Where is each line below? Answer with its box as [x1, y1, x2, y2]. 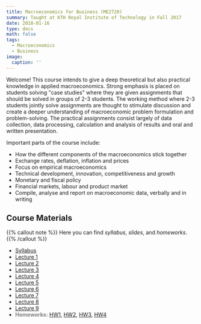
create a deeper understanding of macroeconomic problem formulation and [6, 108, 194, 115]
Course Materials [6, 212, 73, 223]
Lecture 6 [14, 285, 39, 293]
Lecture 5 [14, 279, 39, 287]
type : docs [6, 25, 34, 32]
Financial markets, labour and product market [14, 182, 128, 190]
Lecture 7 [14, 292, 39, 299]
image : [6, 54, 23, 60]
